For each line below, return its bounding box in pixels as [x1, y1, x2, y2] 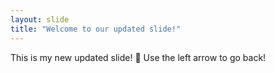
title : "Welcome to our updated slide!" [10, 24, 182, 34]
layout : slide [10, 14, 70, 25]
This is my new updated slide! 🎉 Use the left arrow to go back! [10, 51, 267, 63]
